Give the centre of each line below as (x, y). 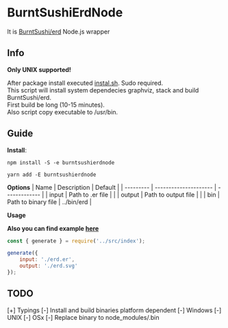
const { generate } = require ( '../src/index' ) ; (76, 241)
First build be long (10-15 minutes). (56, 105)
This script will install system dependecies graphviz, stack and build (103, 90)
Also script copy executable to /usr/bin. (63, 112)
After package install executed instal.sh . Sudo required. (85, 83)
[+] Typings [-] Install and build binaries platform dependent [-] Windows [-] (114, 310)
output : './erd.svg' (49, 266)
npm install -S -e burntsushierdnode (61, 162)
